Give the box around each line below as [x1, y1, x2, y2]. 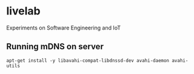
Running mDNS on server [6, 42, 104, 52]
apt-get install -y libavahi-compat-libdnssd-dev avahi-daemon [6, 57, 170, 64]
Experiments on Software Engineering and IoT [6, 24, 121, 31]
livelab [6, 4, 41, 18]
